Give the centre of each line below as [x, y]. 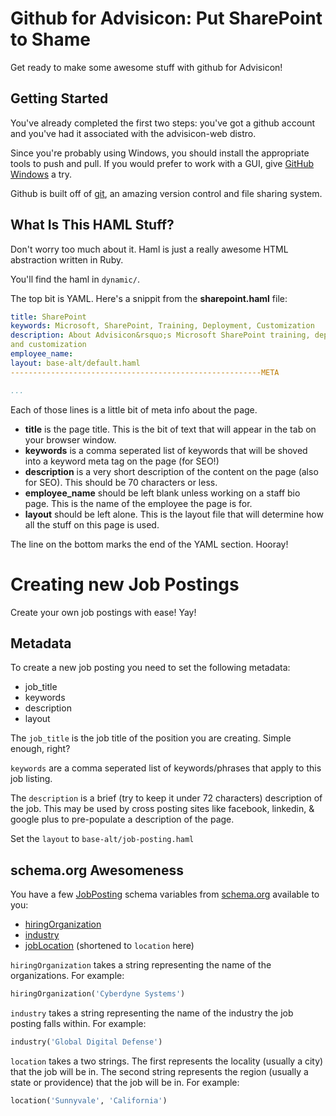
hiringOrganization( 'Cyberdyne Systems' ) [98, 994]
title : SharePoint [48, 317]
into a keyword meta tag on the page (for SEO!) [122, 461]
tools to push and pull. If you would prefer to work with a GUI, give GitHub [162, 163]
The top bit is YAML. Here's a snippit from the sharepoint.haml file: [149, 298]
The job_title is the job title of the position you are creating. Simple [151, 738]
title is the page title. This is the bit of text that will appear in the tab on [170, 429]
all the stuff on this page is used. [92, 524]
